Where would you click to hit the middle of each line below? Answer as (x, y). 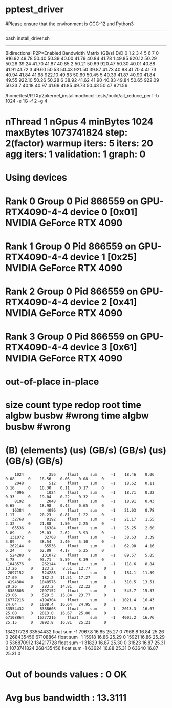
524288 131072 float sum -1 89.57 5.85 (82, 555)
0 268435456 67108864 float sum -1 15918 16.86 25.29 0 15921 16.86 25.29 (85, 637)
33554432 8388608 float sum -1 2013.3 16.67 (80, 609)
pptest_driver (35, 9)
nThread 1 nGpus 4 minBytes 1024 (79, 122)
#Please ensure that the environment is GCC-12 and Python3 (70, 24)
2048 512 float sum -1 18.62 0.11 (84, 484)
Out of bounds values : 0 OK (66, 674)
